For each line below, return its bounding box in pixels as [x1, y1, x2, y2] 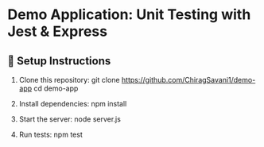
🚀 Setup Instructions [7, 54, 111, 68]
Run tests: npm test [18, 130, 83, 139]
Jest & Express [7, 22, 108, 41]
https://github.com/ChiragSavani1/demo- [121, 75, 256, 84]
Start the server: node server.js [18, 114, 121, 124]
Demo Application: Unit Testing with [7, 6, 251, 24]
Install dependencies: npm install [18, 99, 127, 108]
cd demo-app [33, 83, 79, 93]
